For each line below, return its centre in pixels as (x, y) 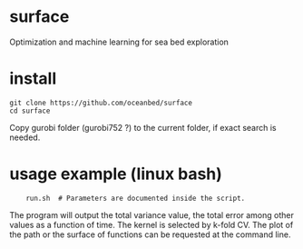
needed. (25, 137)
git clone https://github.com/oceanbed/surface (101, 103)
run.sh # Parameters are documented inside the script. (136, 198)
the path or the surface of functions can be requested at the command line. (150, 234)
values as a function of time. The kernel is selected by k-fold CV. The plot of (151, 224)
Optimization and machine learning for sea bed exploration (119, 42)
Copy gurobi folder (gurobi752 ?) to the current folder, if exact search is (143, 127)
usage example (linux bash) (116, 174)
